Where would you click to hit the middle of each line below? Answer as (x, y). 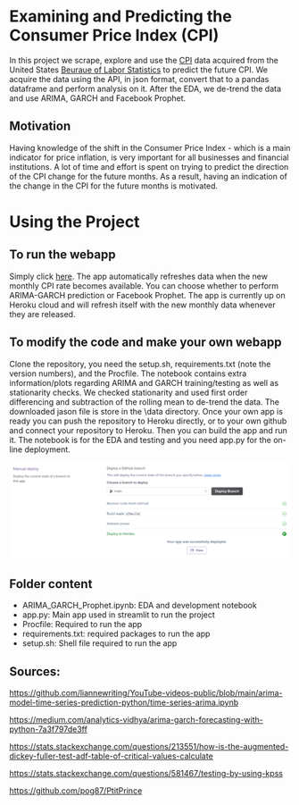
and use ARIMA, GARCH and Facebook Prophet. (98, 98)
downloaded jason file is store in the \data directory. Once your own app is (146, 411)
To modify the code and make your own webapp (145, 343)
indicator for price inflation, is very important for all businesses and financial (149, 157)
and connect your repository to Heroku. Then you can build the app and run (149, 430)
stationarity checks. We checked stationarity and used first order (129, 392)
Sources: (35, 671)
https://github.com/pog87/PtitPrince (76, 790)
